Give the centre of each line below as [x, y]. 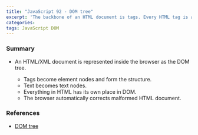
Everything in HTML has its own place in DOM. [80, 91]
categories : [21, 22]
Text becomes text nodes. [55, 85]
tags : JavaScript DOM [33, 28]
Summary [21, 49]
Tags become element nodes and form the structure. [88, 79]
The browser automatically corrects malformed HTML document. [102, 98]
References [23, 113]
